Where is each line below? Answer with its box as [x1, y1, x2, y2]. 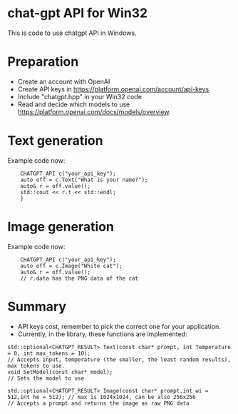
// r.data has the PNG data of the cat [20, 275, 139, 282]
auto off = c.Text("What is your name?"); [20, 176, 148, 183]
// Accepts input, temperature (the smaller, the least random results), [7, 355, 232, 363]
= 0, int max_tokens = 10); [7, 350, 91, 357]
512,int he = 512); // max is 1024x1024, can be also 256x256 [7, 393, 196, 400]
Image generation [7, 219, 114, 235]
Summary [7, 298, 66, 315]
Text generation [7, 133, 103, 149]
